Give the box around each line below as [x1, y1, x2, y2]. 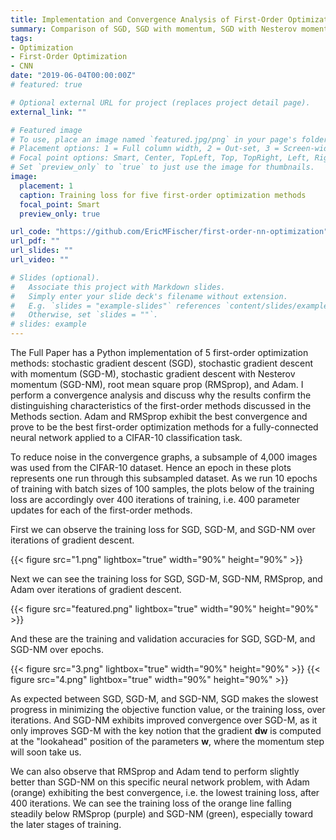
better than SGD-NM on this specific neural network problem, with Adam [10, 776, 310, 788]
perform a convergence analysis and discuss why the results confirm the [10, 389, 312, 401]
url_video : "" [10, 255, 70, 265]
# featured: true [10, 80, 83, 90]
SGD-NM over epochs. [10, 644, 105, 655]
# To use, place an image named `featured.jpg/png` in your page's [10, 134, 298, 145]
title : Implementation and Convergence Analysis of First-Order [10, 14, 284, 25]
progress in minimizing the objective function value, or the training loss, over [10, 704, 326, 715]
